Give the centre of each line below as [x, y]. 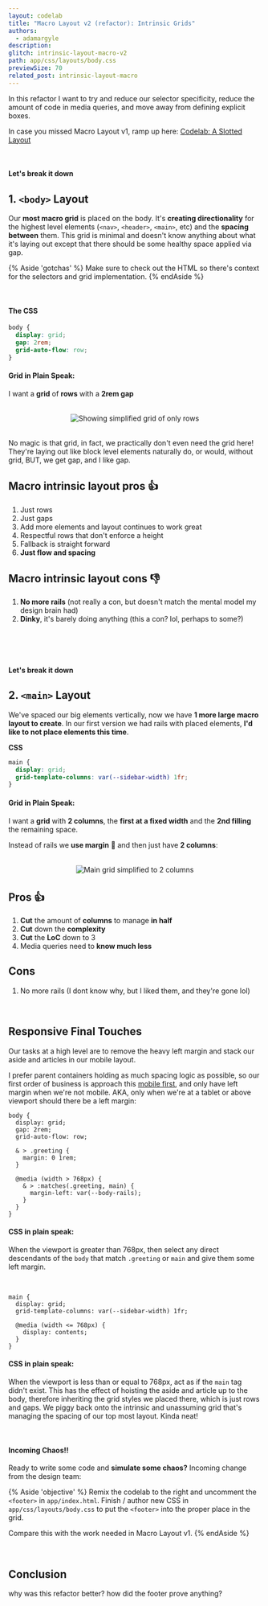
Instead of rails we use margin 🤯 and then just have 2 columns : [113, 844]
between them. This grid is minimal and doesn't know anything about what [132, 236]
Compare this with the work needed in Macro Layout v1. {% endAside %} [129, 1534]
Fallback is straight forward [65, 544]
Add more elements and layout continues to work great [111, 527]
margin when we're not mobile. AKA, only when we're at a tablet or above [130, 1092]
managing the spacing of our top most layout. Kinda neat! [103, 1416]
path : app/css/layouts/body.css [62, 61]
